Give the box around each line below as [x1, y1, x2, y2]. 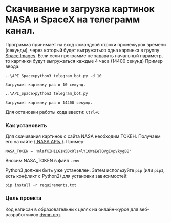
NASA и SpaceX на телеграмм [5, 14, 140, 26]
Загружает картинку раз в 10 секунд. [5, 82, 86, 87]
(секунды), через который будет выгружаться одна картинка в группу [5, 47, 160, 53]
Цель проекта [5, 194, 42, 202]
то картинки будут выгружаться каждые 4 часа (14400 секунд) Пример [5, 58, 163, 64]
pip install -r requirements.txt [5, 183, 77, 188]
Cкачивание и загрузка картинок [5, 3, 155, 15]
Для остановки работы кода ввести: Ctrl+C [5, 109, 100, 115]
